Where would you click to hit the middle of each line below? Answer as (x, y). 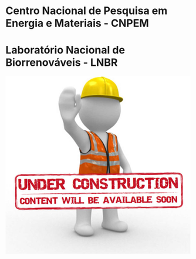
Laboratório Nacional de (65, 50)
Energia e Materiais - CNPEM (77, 23)
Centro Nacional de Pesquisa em (87, 11)
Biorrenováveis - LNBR (62, 63)
